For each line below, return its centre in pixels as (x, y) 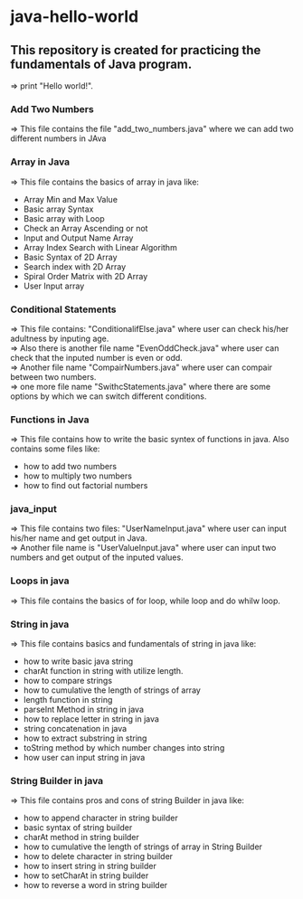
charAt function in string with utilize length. (103, 671)
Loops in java (40, 581)
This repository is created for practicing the (136, 50)
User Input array (54, 286)
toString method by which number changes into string (124, 748)
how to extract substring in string (85, 738)
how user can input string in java (84, 758)
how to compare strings (67, 681)
